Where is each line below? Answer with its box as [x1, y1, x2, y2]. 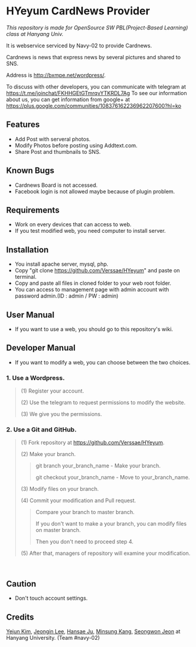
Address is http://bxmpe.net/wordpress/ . [6, 71, 106, 78]
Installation [6, 244, 49, 255]
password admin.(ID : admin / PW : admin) [14, 292, 119, 300]
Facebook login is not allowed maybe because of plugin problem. [14, 187, 175, 195]
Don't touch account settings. [14, 594, 88, 602]
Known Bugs [6, 166, 55, 176]
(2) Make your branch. [20, 451, 76, 458]
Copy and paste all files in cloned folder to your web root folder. [14, 280, 172, 287]
